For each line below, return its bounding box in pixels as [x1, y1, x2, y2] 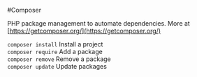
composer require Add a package [7, 48, 103, 55]
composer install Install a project [7, 40, 103, 48]
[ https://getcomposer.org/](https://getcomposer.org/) [7, 27, 161, 35]
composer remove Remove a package [7, 55, 112, 63]
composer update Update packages [7, 62, 107, 70]
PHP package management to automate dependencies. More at [7, 19, 190, 27]
